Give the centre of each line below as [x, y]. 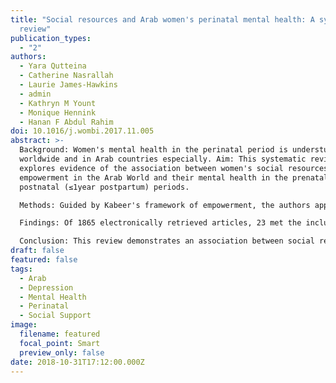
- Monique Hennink [58, 112]
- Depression [46, 287]
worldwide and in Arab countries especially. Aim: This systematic [163, 159]
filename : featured [60, 334]
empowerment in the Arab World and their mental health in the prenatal [174, 177]
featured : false [44, 260]
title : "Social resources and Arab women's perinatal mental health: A [162, 19]
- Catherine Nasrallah [66, 76]
